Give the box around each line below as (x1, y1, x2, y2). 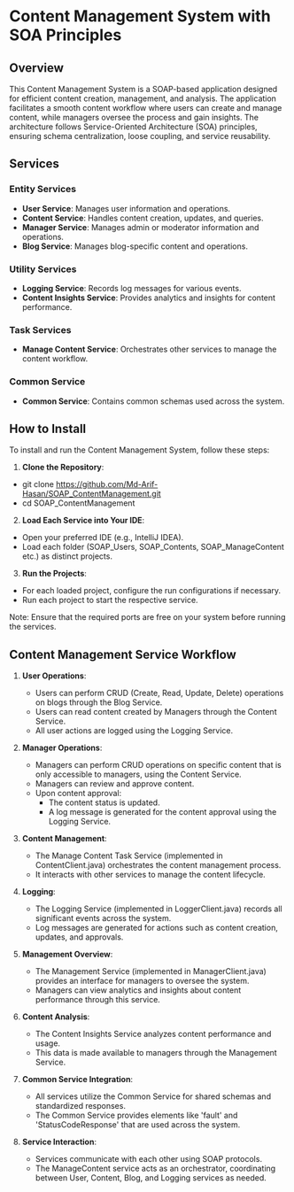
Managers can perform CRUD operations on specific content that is (35, 760, 282, 770)
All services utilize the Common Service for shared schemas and (35, 1091, 272, 1102)
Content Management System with (9, 6, 272, 27)
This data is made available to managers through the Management (35, 1048, 277, 1058)
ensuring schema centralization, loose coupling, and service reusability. (9, 131, 271, 141)
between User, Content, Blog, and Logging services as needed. (35, 1173, 267, 1183)
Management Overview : (21, 949, 113, 960)
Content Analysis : (21, 1011, 90, 1022)
